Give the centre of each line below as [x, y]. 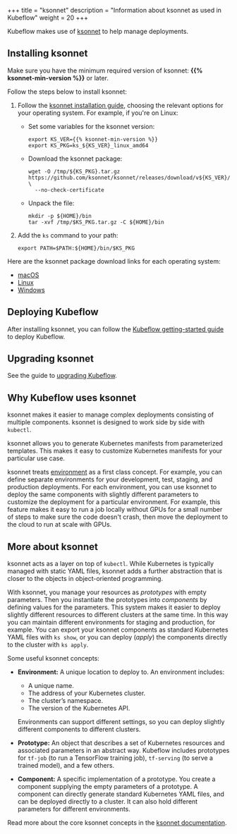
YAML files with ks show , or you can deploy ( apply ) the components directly [117, 637]
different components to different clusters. [79, 730]
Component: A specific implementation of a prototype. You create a [116, 779]
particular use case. [36, 458]
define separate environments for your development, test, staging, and [110, 479]
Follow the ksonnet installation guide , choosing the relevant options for [120, 105]
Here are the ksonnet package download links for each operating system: [114, 261]
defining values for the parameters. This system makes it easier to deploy [114, 607]
